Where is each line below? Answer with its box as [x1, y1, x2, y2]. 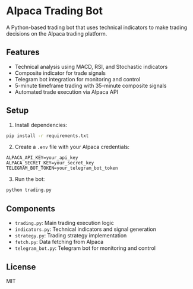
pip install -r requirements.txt [6, 132, 89, 139]
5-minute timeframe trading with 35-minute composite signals [14, 82, 167, 89]
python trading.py [6, 187, 52, 193]
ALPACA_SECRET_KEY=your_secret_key [6, 160, 94, 166]
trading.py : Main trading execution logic [14, 220, 114, 227]
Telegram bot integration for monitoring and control [14, 75, 141, 82]
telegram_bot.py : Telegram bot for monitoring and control [14, 244, 156, 252]
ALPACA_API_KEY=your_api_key [6, 155, 78, 161]
